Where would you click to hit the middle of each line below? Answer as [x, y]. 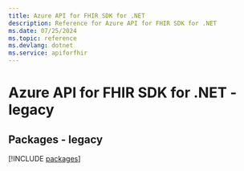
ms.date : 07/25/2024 [43, 31]
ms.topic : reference [43, 38]
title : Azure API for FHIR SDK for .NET [77, 16]
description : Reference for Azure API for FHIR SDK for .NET [113, 23]
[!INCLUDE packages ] [45, 159]
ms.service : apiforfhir [48, 53]
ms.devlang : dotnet [41, 46]
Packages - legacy [55, 139]
